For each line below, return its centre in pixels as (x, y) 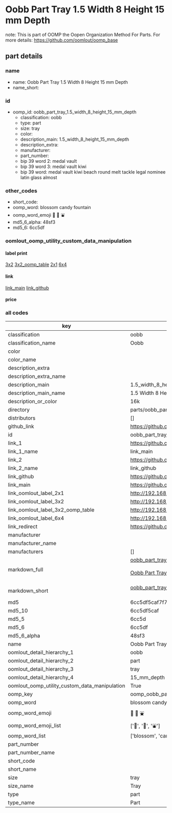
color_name (22, 360)
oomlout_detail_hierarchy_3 (41, 669)
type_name (21, 803)
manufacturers (26, 552)
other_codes (21, 191)
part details (24, 56)
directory (19, 410)
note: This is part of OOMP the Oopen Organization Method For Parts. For (83, 34)
